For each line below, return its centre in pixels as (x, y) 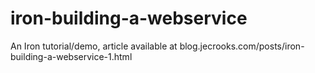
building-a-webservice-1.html (71, 56)
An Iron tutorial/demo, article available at (94, 46)
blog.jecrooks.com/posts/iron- (242, 46)
